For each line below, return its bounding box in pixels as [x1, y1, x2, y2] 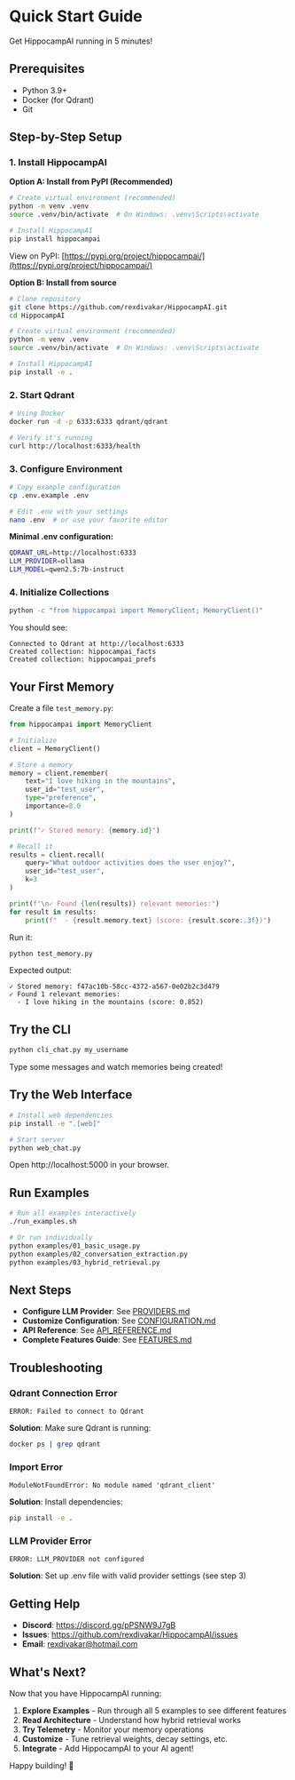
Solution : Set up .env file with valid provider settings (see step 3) [9, 1570, 246, 1581]
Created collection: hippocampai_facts [9, 647, 157, 657]
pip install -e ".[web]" [9, 1119, 101, 1128]
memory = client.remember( [9, 769, 109, 778]
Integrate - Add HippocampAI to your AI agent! [21, 1743, 194, 1753]
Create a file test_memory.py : [9, 703, 114, 714]
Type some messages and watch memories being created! [9, 1062, 223, 1073]
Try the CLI [9, 1022, 71, 1037]
